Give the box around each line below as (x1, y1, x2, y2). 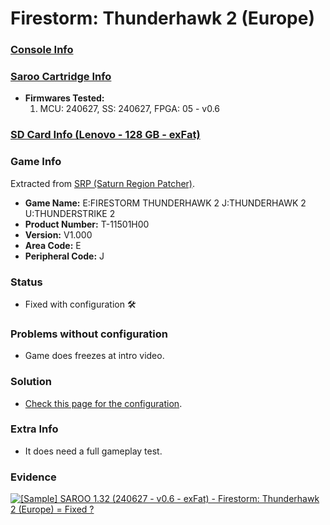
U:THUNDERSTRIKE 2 (24, 207, 116, 219)
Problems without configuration (10, 327, 169, 341)
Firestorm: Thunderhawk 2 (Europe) (10, 7, 315, 30)
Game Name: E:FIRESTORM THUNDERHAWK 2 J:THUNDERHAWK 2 (24, 197, 307, 209)
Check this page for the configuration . (24, 397, 183, 409)
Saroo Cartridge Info (10, 70, 112, 84)
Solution (10, 375, 53, 389)
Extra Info (10, 422, 59, 436)
